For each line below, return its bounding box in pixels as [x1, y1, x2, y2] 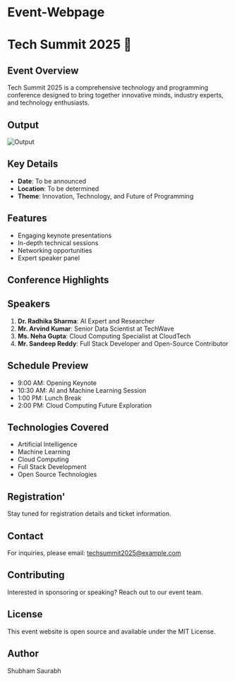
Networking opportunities [17, 246, 92, 254]
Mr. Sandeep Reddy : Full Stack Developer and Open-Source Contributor [17, 339, 229, 348]
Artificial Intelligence [17, 440, 78, 449]
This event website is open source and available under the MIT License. [7, 627, 216, 636]
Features [7, 213, 47, 225]
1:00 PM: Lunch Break [17, 393, 82, 402]
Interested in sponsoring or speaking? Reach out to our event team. [7, 588, 203, 596]
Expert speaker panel [17, 254, 80, 262]
